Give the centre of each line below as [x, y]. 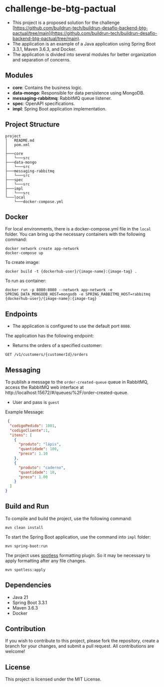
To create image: [22, 262]
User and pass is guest [36, 402]
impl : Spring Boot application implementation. [59, 108]
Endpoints [21, 314]
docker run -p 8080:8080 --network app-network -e [59, 290]
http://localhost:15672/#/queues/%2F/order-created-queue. [67, 392]
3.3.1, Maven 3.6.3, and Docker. [44, 49]
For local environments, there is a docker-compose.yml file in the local [78, 229]
